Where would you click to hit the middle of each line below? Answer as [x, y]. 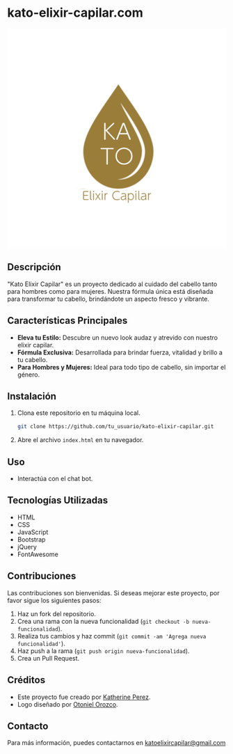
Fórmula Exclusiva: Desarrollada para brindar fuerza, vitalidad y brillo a [120, 352]
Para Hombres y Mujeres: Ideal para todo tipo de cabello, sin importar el [121, 367]
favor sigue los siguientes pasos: [54, 600]
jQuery [27, 547]
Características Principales [67, 321]
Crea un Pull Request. [48, 658]
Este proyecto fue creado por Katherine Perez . [84, 697]
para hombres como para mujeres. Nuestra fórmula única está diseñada [110, 291]
